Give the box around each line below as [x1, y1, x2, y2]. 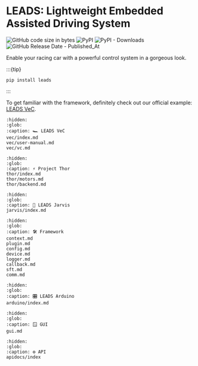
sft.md [6, 266, 23, 272]
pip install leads [6, 77, 52, 83]
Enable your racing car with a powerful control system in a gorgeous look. [6, 54, 187, 61]
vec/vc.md [6, 145, 31, 151]
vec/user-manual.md [6, 139, 55, 146]
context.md [6, 235, 33, 241]
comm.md [6, 272, 25, 278]
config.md [6, 246, 31, 252]
